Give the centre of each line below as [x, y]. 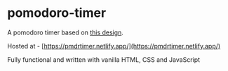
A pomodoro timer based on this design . [66, 32]
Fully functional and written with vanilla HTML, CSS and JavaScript [104, 59]
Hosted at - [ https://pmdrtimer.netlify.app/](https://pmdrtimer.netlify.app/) [114, 46]
